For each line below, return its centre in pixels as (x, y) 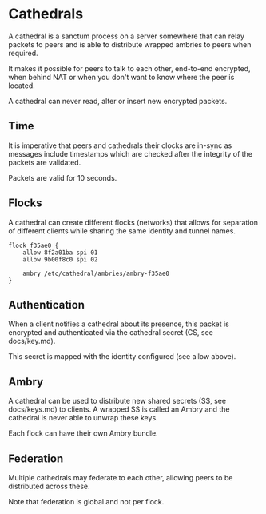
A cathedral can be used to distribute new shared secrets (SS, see (117, 401)
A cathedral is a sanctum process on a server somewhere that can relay (127, 36)
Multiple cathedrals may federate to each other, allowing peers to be (121, 478)
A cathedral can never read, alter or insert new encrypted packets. (118, 101)
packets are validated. (45, 162)
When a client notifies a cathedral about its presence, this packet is (119, 324)
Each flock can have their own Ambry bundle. (83, 433)
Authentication (47, 305)
